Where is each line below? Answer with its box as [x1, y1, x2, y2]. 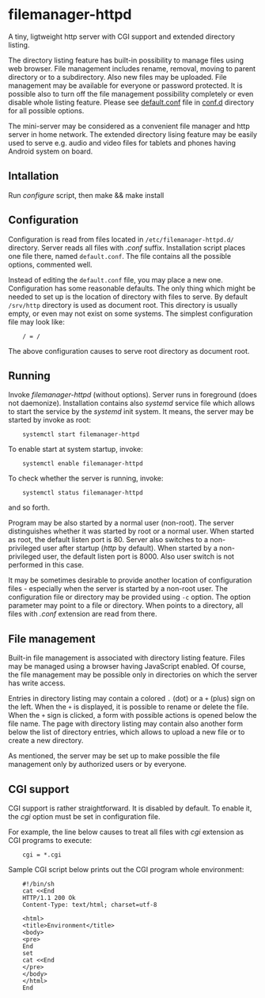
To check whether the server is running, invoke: [8, 473, 164, 484]
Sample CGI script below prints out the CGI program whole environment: [8, 865, 244, 874]
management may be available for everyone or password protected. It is [8, 81, 243, 90]
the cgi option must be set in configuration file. [8, 812, 161, 821]
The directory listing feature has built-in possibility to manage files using [8, 55, 244, 65]
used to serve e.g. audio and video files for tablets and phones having [8, 138, 236, 147]
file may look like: [8, 317, 65, 326]
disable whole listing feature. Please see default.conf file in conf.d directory [8, 97, 255, 107]
